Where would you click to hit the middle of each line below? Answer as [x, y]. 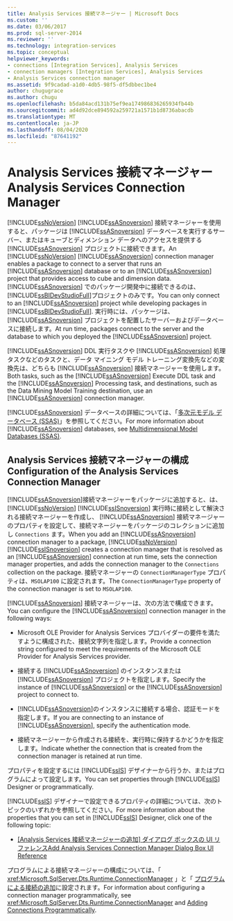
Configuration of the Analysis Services [93, 471]
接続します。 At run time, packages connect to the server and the [112, 329]
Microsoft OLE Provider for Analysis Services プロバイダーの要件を [112, 632]
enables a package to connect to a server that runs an [84, 264]
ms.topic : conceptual [38, 53]
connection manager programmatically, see [69, 895]
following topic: [29, 825]
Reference [32, 856]
